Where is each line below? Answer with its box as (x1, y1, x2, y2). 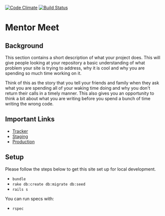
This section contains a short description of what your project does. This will (5, 55, 161, 60)
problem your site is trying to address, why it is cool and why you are (5, 65, 145, 71)
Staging (12, 133, 29, 139)
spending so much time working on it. (5, 71, 82, 76)
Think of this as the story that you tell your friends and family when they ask (5, 80, 159, 86)
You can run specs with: (5, 195, 54, 202)
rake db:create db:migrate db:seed (12, 181, 86, 187)
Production (12, 139, 35, 144)
